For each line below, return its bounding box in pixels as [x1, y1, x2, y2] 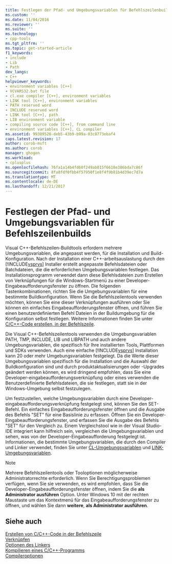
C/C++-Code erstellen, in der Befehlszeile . [5, 321, 95, 327]
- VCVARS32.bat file [5, 88, 50, 94]
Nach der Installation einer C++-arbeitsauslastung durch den [36, 255, 165, 261]
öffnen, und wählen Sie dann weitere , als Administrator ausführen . [5, 502, 148, 508]
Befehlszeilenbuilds [5, 228, 92, 239]
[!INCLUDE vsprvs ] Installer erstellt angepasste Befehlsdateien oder [5, 261, 147, 267]
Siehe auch [5, 517, 42, 526]
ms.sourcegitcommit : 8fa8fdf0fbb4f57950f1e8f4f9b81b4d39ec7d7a [5, 170, 143, 175]
